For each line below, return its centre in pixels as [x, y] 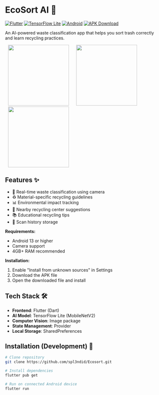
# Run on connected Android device [41, 384]
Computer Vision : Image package [46, 321]
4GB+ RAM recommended [38, 251]
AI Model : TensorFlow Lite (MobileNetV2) [54, 315]
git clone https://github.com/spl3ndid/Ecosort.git [58, 362]
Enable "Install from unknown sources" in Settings [62, 270]
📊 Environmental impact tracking [45, 202]
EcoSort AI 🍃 [31, 10]
